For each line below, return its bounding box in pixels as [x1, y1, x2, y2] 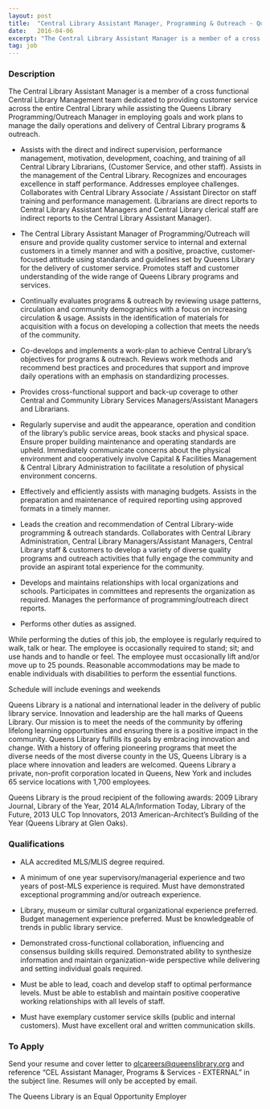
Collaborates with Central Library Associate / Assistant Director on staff [19, 188, 257, 197]
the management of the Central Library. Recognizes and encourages [19, 171, 247, 180]
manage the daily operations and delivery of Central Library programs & [8, 121, 247, 130]
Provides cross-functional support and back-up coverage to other [19, 387, 239, 397]
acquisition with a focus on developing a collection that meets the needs [19, 321, 260, 331]
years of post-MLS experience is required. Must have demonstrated [19, 881, 245, 891]
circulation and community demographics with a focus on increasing [19, 304, 247, 314]
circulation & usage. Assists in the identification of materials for [19, 313, 229, 323]
